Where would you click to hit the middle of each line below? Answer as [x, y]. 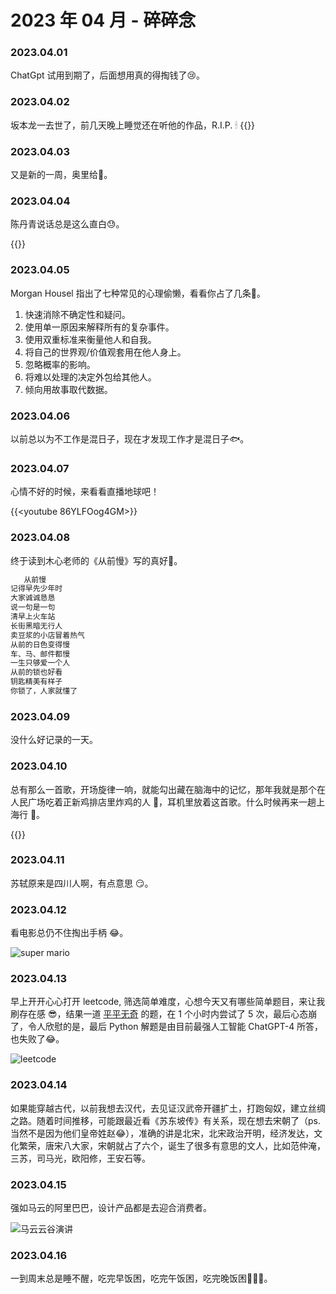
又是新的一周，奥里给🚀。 [61, 175]
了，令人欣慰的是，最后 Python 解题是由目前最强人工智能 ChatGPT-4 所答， [167, 1027]
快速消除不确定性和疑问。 [77, 314]
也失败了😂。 [37, 1039]
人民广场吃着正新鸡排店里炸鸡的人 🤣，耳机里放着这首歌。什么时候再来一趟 [163, 802]
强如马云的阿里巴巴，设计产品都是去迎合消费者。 [111, 1208]
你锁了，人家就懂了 [44, 691]
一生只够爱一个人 [40, 663]
